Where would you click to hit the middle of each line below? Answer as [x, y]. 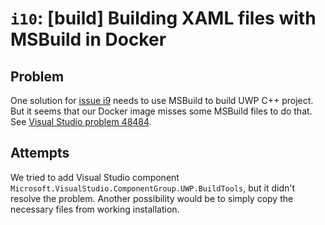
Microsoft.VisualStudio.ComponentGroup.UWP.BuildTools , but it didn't [153, 188]
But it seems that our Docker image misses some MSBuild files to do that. [161, 111]
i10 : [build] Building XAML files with [163, 18]
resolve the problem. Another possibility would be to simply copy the [152, 198]
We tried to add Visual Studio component [95, 177]
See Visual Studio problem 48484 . [81, 121]
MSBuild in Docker [88, 39]
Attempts [40, 153]
